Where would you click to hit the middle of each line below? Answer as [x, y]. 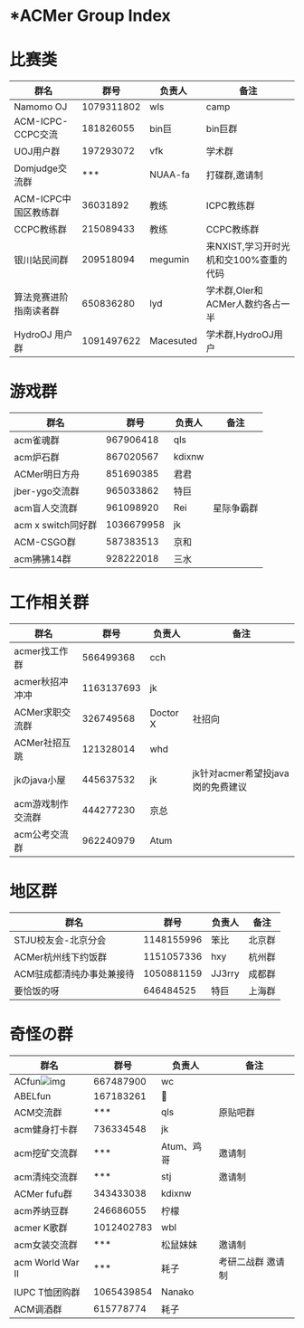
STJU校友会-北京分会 [60, 940]
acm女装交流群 [46, 1245]
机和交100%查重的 [247, 261]
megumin [169, 260]
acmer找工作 [41, 651]
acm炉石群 [37, 458]
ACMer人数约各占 [243, 304]
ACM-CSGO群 [45, 542]
